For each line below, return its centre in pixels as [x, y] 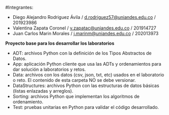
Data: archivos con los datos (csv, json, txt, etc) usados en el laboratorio [88, 75]
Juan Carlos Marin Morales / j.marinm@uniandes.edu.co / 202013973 [86, 33]
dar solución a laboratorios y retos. [49, 69]
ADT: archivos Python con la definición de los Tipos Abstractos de [82, 53]
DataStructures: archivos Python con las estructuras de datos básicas [86, 85]
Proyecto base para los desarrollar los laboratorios [60, 43]
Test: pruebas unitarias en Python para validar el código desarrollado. [86, 107]
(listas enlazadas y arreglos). [43, 91]
